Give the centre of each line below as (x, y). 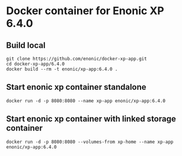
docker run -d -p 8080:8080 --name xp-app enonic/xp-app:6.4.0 (86, 101)
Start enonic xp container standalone (76, 87)
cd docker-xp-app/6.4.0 (36, 64)
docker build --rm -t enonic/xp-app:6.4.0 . (62, 69)
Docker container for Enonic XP (85, 11)
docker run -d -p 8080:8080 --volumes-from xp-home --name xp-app (90, 142)
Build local (26, 45)
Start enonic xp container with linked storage (91, 119)
